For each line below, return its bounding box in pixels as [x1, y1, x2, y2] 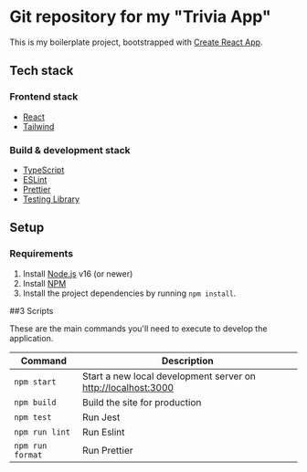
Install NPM [22, 278, 67, 288]
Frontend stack [9, 90, 79, 103]
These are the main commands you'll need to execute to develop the [9, 322, 268, 334]
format [14, 449, 43, 460]
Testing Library [22, 194, 80, 205]
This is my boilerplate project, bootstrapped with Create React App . [9, 37, 263, 47]
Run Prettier [81, 444, 134, 456]
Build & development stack [9, 143, 131, 156]
